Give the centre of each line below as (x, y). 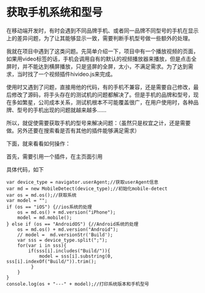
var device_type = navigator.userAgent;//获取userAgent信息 (82, 182)
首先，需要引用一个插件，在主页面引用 (54, 156)
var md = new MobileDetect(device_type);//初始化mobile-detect (87, 189)
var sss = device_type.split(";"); (63, 240)
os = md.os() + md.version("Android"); (68, 230)
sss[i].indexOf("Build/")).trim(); (52, 261)
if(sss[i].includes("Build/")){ (70, 251)
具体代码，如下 (25, 169)
